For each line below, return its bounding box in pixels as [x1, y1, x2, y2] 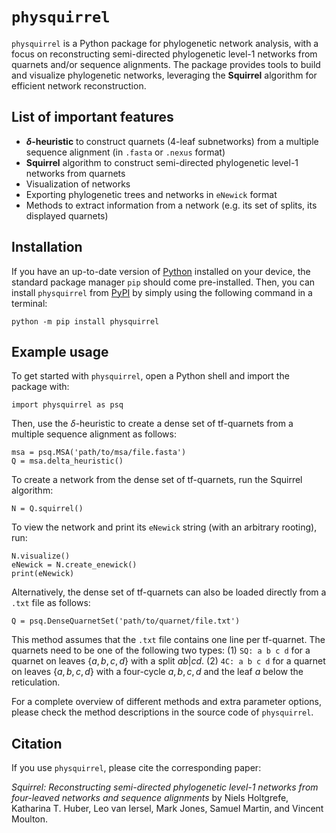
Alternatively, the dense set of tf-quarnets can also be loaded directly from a [11, 586, 327, 598]
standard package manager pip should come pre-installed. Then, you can [11, 276, 316, 288]
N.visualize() [11, 551, 71, 562]
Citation [11, 735, 63, 752]
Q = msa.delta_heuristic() [11, 456, 124, 467]
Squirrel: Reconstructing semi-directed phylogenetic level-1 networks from [11, 781, 319, 793]
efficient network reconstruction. [11, 79, 147, 92]
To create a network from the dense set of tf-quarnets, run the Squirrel [11, 474, 303, 486]
